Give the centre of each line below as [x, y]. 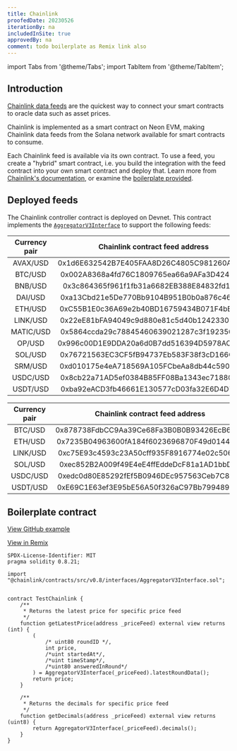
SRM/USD [31, 366]
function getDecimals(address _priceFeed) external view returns [118, 716]
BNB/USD [31, 286]
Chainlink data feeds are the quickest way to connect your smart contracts [116, 106]
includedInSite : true [39, 33]
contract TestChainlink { [45, 599]
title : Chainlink [33, 14]
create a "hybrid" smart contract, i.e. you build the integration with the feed [116, 163]
